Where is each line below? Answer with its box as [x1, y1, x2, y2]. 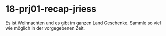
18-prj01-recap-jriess [5, 3, 97, 15]
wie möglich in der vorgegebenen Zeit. [5, 25, 85, 31]
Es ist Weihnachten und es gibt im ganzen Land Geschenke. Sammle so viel [5, 20, 161, 26]
